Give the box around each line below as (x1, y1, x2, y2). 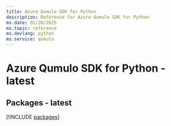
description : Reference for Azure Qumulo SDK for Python (6, 14, 150, 20)
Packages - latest (6, 98, 72, 108)
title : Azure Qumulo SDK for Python (6, 8, 96, 15)
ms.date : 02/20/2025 (6, 20, 57, 25)
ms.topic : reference (6, 25, 57, 31)
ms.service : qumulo (6, 36, 54, 42)
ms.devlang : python (6, 31, 54, 37)
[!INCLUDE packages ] (6, 114, 60, 120)
